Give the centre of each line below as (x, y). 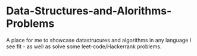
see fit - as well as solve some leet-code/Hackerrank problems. (84, 46)
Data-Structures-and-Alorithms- (89, 11)
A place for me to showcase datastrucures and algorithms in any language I (99, 40)
